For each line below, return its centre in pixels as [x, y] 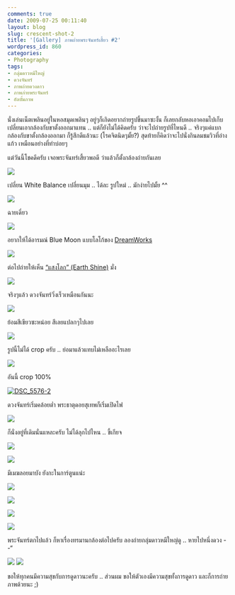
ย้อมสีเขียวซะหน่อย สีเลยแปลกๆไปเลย [51, 322]
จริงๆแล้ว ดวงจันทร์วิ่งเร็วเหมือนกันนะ [51, 295]
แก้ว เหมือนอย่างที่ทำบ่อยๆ [38, 143]
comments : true [30, 14]
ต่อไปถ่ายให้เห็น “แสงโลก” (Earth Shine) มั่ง [62, 267]
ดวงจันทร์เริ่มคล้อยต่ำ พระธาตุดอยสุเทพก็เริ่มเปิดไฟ [65, 405]
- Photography [28, 60]
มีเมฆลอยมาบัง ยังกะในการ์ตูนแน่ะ [46, 473]
